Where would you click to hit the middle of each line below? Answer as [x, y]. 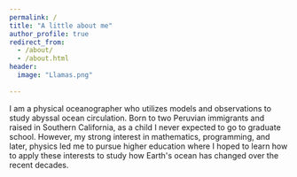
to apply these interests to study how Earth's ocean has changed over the [144, 155]
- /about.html [43, 58]
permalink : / [33, 17]
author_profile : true [49, 34]
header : [23, 67]
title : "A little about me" [61, 26]
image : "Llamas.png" [55, 75]
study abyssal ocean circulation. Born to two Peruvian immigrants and [137, 118]
